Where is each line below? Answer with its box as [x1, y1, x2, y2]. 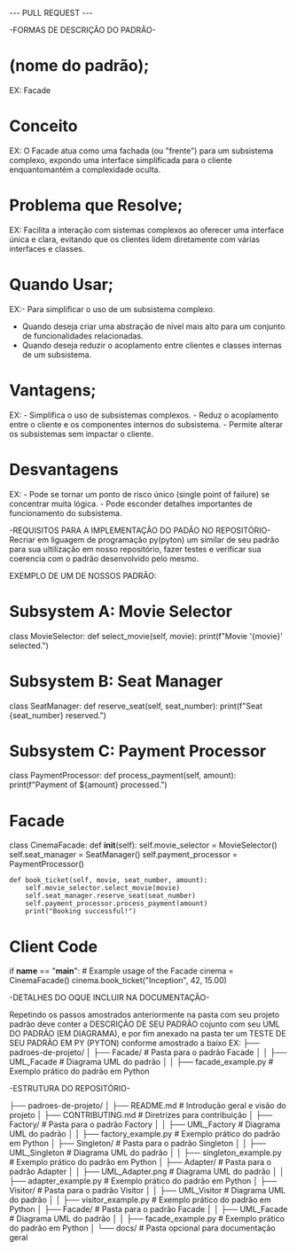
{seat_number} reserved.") [9, 709, 106, 721]
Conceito [9, 116, 78, 137]
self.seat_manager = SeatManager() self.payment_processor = [9, 849, 238, 860]
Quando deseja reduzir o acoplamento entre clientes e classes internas [21, 340, 282, 350]
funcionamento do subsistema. [9, 507, 122, 518]
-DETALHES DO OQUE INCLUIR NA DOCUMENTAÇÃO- [9, 992, 210, 1003]
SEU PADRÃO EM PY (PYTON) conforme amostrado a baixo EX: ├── [9, 1037, 260, 1049]
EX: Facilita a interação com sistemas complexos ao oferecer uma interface [9, 224, 285, 235]
